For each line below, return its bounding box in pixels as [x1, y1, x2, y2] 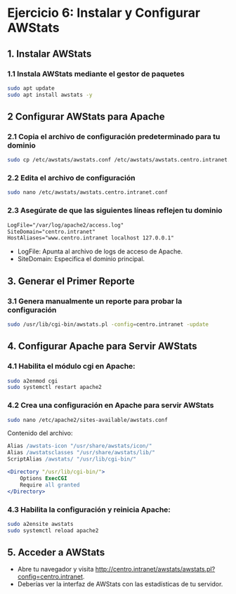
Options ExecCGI [20, 475, 68, 482]
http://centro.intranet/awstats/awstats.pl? [95, 565, 216, 574]
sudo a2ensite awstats [7, 520, 74, 527]
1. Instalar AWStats [7, 48, 92, 60]
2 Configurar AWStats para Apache [7, 111, 165, 123]
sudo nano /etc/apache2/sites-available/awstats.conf [7, 416, 169, 423]
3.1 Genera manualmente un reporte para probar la [7, 296, 183, 306]
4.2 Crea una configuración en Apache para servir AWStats [7, 400, 214, 410]
